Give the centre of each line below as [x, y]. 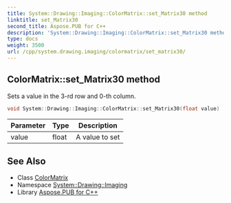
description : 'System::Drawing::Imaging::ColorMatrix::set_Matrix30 [107, 33]
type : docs [23, 39]
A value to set [98, 136]
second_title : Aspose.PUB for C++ [57, 26]
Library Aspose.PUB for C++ [57, 192]
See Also [26, 161]
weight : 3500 [26, 45]
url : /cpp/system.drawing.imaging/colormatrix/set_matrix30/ [97, 52]
